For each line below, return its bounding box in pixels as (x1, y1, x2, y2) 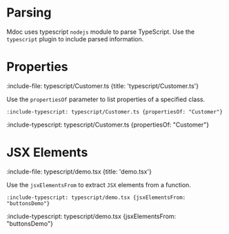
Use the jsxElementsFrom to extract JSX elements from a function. (6, 180, 191, 189)
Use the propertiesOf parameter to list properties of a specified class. (6, 95, 205, 103)
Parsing (6, 5, 52, 21)
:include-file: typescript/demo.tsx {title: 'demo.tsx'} (6, 167, 152, 175)
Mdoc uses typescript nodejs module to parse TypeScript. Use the (6, 28, 195, 36)
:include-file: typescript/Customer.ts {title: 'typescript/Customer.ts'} (6, 81, 199, 90)
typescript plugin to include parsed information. (6, 34, 144, 43)
